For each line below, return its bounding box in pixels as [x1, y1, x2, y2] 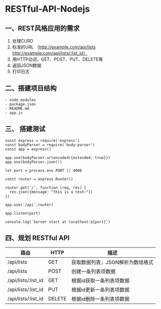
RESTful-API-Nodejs [5, 3, 90, 15]
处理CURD [12, 38, 33, 44]
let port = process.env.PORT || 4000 [5, 168, 82, 173]
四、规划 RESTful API [5, 234, 70, 243]
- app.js [5, 110, 23, 115]
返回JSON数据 [12, 63, 42, 68]
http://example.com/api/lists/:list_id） [12, 50, 88, 56]
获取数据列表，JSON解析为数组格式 [71, 259, 154, 266]
